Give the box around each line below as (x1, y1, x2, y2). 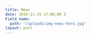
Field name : (5, 16, 30, 21)
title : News (5, 7, 30, 12)
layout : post (5, 26, 33, 31)
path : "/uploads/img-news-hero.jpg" (10, 21, 86, 26)
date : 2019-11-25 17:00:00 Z (5, 12, 66, 17)
